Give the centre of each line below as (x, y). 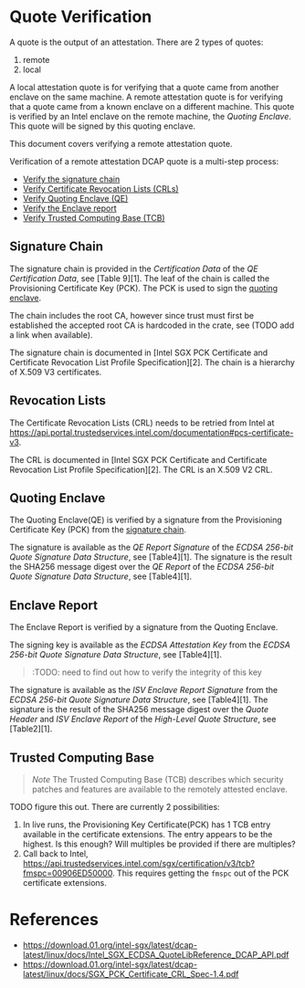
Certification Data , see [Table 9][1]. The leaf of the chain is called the (140, 278)
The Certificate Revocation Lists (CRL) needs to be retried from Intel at (142, 423)
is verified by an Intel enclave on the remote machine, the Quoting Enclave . (151, 116)
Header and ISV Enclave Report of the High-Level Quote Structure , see (143, 720)
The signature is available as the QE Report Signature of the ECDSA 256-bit (152, 547)
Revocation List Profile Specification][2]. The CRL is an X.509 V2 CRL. (141, 469)
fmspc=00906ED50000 (68, 873)
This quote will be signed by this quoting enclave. (103, 126)
